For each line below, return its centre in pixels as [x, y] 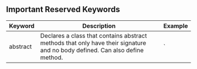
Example [176, 26]
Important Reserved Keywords [63, 10]
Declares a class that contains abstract [94, 35]
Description [99, 26]
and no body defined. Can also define [92, 50]
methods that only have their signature [93, 43]
